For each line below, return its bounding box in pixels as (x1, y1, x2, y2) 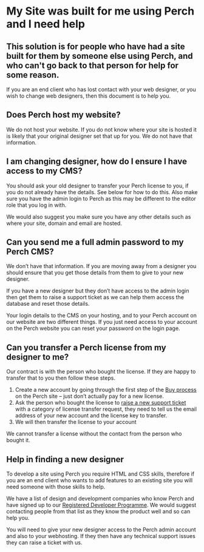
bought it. (6, 437, 30, 444)
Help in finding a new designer (6, 454, 124, 465)
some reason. (6, 70, 59, 80)
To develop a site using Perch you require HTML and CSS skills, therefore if (6, 470, 195, 477)
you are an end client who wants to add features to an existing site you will (6, 477, 193, 484)
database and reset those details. (6, 300, 90, 308)
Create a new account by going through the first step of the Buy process (15, 386, 197, 394)
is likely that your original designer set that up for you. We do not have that (6, 132, 193, 140)
